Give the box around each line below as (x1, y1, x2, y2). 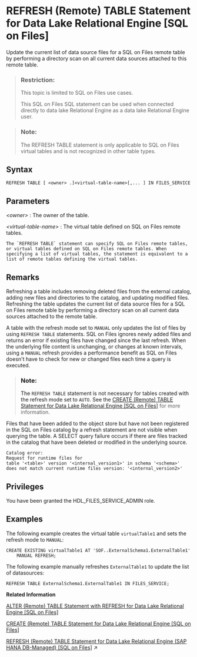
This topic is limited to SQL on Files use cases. (20, 89, 133, 97)
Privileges (6, 482, 44, 492)
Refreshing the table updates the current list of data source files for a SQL (6, 300, 185, 307)
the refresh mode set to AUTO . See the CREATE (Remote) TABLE (20, 396, 173, 403)
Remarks (6, 272, 40, 282)
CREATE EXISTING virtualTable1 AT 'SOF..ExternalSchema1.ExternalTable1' (6, 547, 191, 553)
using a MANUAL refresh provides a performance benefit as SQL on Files (6, 349, 178, 356)
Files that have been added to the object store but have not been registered (6, 420, 189, 427)
